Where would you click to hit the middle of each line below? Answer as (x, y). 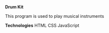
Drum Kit (14, 7)
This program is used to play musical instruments (54, 16)
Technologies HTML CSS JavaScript (42, 25)
